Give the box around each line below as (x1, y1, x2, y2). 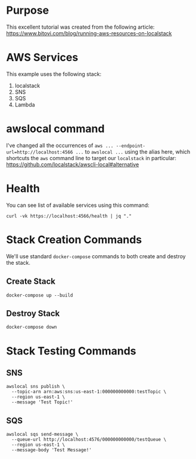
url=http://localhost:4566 (6, 149, 73, 155)
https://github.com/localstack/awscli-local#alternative (6, 161, 139, 168)
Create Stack (6, 276, 55, 287)
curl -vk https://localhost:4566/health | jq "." (6, 213, 132, 219)
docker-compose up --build (6, 292, 73, 298)
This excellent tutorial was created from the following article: (6, 23, 155, 30)
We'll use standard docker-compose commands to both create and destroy (6, 252, 186, 260)
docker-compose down (6, 324, 58, 331)
